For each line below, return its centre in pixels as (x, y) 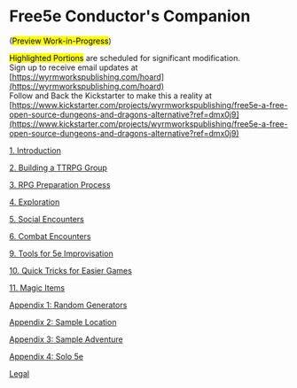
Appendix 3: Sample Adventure (66, 339)
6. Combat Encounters (50, 236)
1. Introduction (35, 150)
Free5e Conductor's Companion (130, 16)
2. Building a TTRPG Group (59, 167)
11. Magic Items (37, 287)
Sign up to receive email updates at (74, 67)
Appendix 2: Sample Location (63, 322)
